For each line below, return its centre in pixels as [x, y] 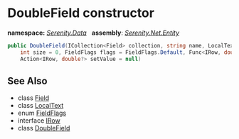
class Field [33, 98]
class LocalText [41, 106]
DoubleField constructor [81, 13]
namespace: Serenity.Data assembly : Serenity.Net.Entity [94, 33]
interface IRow [39, 121]
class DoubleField [44, 128]
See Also [27, 80]
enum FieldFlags [42, 113]
